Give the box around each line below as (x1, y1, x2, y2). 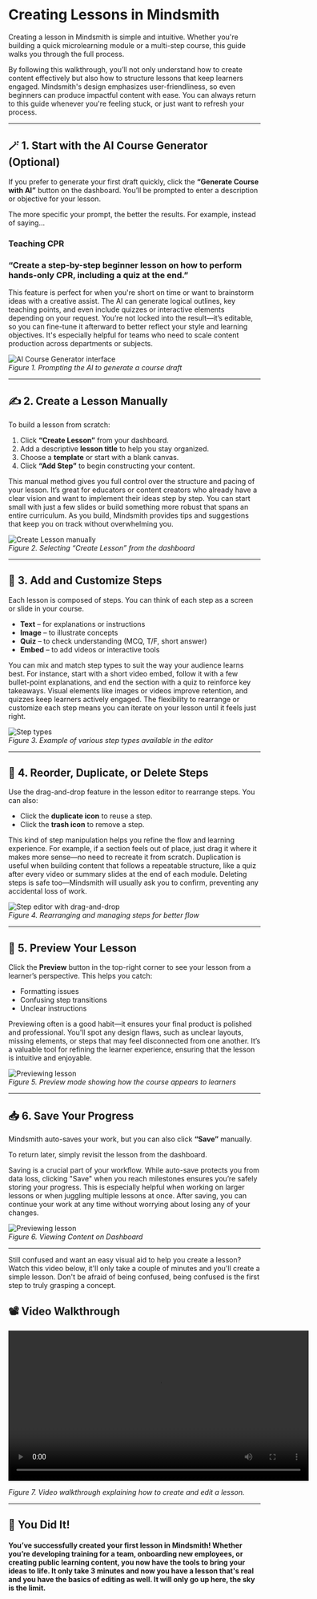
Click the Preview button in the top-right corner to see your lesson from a (8, 963, 251, 972)
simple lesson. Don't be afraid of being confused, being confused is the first (8, 1272, 260, 1282)
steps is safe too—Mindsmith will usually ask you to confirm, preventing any (8, 878, 259, 887)
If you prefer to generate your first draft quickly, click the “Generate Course (8, 176, 259, 186)
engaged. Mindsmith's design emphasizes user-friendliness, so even (8, 82, 236, 91)
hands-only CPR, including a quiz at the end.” (8, 269, 189, 281)
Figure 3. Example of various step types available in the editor (8, 735, 214, 745)
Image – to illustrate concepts (19, 628, 118, 637)
